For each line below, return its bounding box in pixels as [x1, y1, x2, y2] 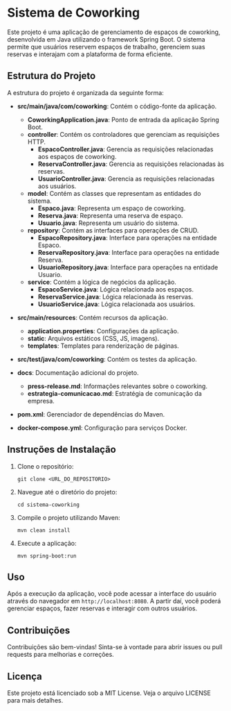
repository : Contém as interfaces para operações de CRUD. [27, 226, 199, 234]
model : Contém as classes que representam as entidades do [27, 189, 201, 197]
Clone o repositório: [17, 462, 74, 470]
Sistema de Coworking [7, 5, 140, 21]
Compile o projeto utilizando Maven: [17, 513, 120, 521]
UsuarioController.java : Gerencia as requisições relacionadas [37, 174, 215, 183]
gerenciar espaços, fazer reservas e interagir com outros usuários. [7, 604, 198, 612]
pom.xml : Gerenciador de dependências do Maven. [17, 410, 165, 418]
